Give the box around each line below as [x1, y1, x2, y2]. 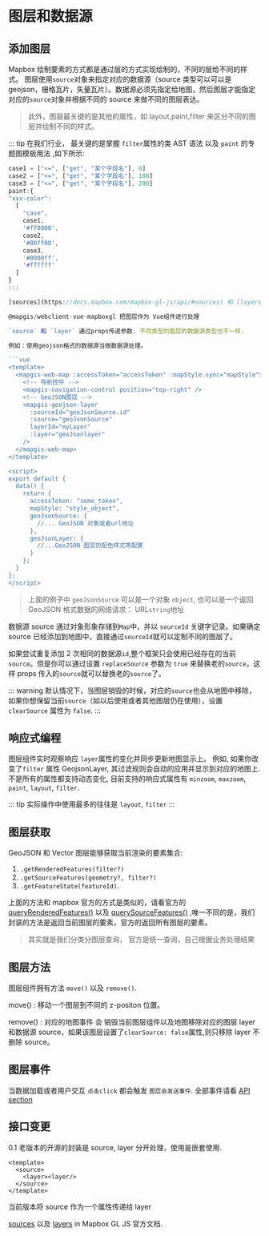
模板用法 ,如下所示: [22, 149, 86, 158]
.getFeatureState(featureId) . [19, 881, 120, 891]
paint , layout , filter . [8, 783, 80, 793]
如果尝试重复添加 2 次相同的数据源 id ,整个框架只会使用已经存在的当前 [8, 648, 236, 658]
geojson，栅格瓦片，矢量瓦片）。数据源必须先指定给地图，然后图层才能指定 [8, 85, 256, 94]
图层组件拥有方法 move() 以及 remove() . [8, 983, 138, 993]
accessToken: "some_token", [29, 497, 124, 505]
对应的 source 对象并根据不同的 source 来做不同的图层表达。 [8, 95, 204, 104]
